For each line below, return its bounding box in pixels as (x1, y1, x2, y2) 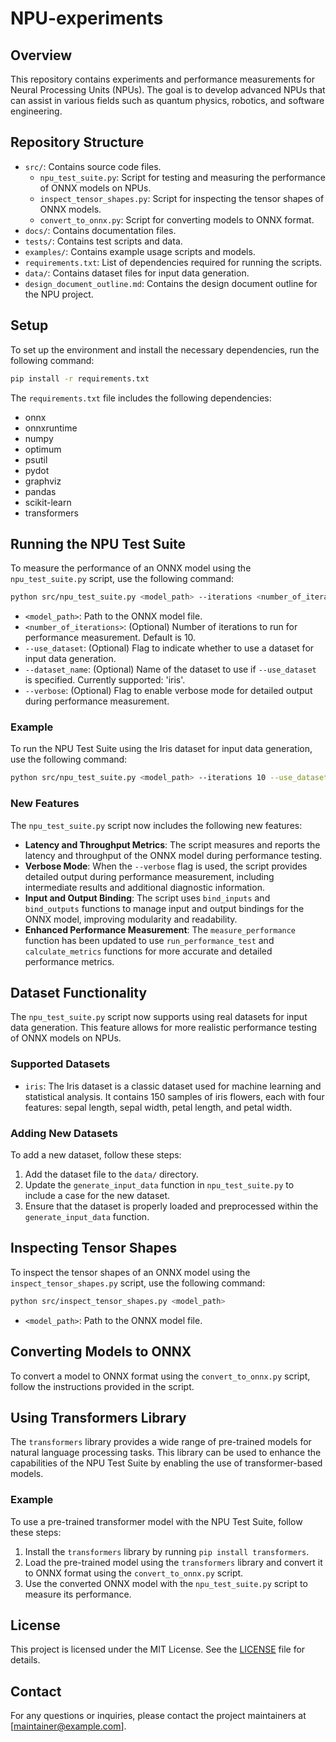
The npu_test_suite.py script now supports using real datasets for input (10, 1011, 308, 1023)
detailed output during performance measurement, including (24, 870, 275, 882)
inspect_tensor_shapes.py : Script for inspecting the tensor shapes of (39, 192, 325, 204)
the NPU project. (24, 288, 94, 300)
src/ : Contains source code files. (24, 160, 162, 172)
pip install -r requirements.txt (10, 373, 150, 384)
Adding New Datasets (10, 1126, 118, 1140)
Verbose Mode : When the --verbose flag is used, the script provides (24, 860, 308, 872)
